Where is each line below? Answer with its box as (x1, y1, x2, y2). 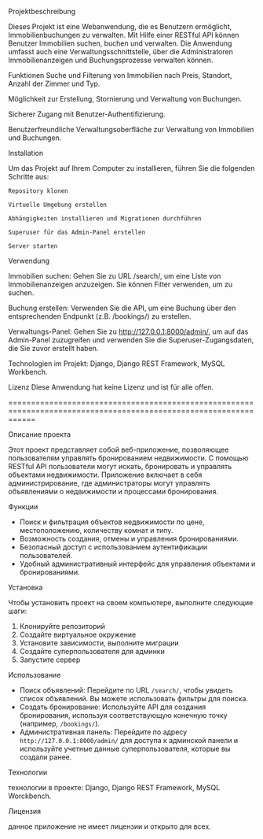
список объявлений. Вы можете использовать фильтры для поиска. (19, 694, 249, 703)
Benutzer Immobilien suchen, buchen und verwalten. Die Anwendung (8, 39, 232, 48)
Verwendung (8, 256, 49, 265)
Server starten (8, 242, 58, 250)
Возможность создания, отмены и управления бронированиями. (19, 534, 239, 543)
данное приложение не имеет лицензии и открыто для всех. (8, 822, 212, 831)
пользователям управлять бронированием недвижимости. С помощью (8, 453, 249, 463)
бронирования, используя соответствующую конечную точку (19, 711, 228, 719)
